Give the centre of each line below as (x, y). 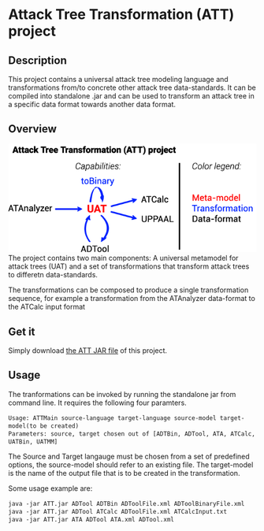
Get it (22, 331)
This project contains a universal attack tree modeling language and (118, 79)
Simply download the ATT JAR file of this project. (88, 350)
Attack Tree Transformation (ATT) (121, 15)
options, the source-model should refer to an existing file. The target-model (131, 464)
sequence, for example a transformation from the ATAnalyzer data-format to (132, 299)
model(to (22, 426)
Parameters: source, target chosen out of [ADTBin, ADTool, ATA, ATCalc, (132, 434)
